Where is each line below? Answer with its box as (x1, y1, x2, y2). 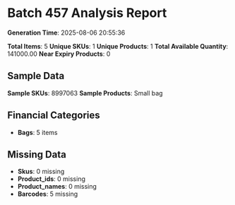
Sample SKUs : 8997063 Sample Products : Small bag (7, 88, 164, 97)
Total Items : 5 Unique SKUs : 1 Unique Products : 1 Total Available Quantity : (7, 42, 229, 50)
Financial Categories (7, 110, 100, 122)
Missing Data (7, 148, 67, 160)
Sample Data (7, 70, 65, 82)
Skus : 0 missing (17, 168, 65, 176)
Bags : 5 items (17, 128, 58, 136)
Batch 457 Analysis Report (7, 5, 167, 21)
